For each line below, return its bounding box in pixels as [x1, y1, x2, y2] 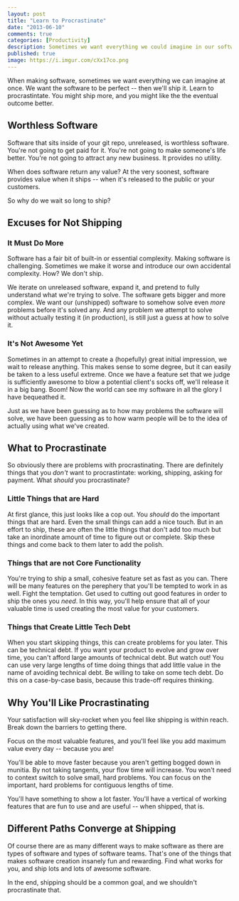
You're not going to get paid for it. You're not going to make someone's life [7, 146, 226, 154]
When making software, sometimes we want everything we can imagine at [7, 76, 225, 85]
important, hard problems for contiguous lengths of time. [7, 781, 174, 789]
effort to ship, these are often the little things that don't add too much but [7, 525, 222, 533]
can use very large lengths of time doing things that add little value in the [7, 661, 221, 669]
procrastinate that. [7, 885, 62, 894]
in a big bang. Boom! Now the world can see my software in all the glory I [7, 385, 222, 393]
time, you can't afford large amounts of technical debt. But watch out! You [7, 654, 224, 662]
